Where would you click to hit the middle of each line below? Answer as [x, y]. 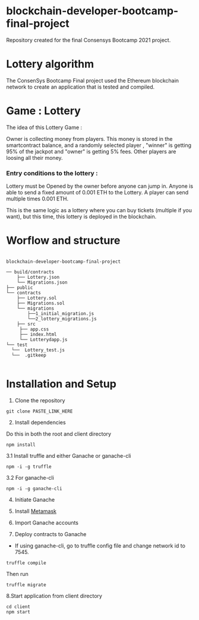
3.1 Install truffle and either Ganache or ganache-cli [69, 455]
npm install [21, 445]
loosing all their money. [35, 158]
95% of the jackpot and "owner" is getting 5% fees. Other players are [91, 151]
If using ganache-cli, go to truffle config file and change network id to [100, 546]
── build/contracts [30, 272]
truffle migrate [26, 585]
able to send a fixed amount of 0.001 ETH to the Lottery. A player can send [97, 193]
